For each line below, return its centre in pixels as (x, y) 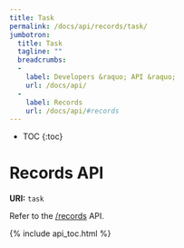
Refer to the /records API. (57, 216)
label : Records (54, 102)
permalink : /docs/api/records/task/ (78, 26)
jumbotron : (30, 35)
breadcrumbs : (42, 60)
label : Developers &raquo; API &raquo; (101, 77)
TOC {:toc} (43, 136)
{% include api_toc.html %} (60, 233)
